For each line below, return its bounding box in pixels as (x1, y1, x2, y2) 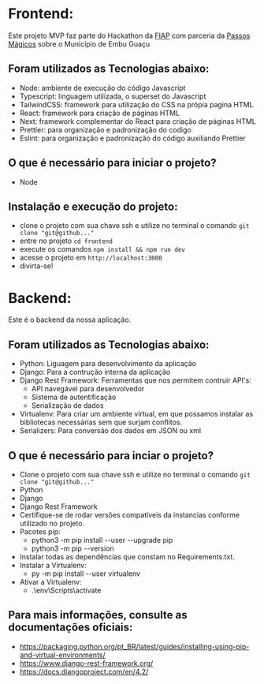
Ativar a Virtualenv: (19, 577, 82, 586)
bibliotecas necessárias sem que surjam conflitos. (19, 417, 183, 427)
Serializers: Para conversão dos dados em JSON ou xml (19, 426, 202, 435)
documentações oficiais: (8, 621, 133, 634)
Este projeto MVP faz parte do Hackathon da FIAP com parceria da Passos (8, 31, 251, 40)
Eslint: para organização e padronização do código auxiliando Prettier (19, 133, 246, 143)
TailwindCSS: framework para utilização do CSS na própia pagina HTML (19, 99, 254, 109)
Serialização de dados (31, 401, 104, 410)
